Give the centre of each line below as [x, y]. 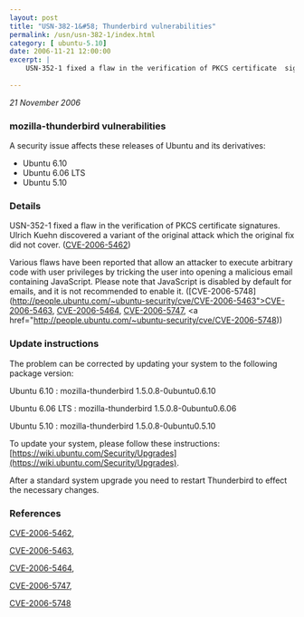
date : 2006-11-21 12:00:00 [60, 52]
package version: [42, 373]
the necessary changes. [54, 489]
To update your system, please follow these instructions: [114, 443]
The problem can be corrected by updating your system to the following [143, 363]
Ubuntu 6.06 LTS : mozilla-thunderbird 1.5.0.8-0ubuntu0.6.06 [123, 408]
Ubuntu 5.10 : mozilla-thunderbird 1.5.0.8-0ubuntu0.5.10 [113, 426]
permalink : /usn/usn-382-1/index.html [82, 34]
